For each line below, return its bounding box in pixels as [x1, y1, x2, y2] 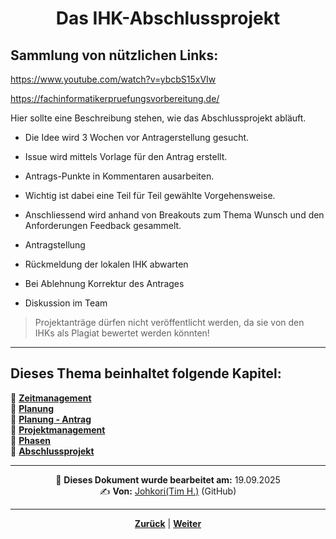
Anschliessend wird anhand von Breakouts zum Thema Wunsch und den [24, 209, 325, 221]
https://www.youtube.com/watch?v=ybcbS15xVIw [10, 73, 217, 85]
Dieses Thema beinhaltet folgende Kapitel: [10, 365, 282, 382]
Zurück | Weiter [134, 517, 202, 529]
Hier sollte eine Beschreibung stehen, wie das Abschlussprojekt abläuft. [10, 112, 307, 124]
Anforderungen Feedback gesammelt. [24, 220, 182, 231]
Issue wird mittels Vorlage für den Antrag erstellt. [24, 151, 228, 162]
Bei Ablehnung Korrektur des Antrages [24, 278, 185, 289]
